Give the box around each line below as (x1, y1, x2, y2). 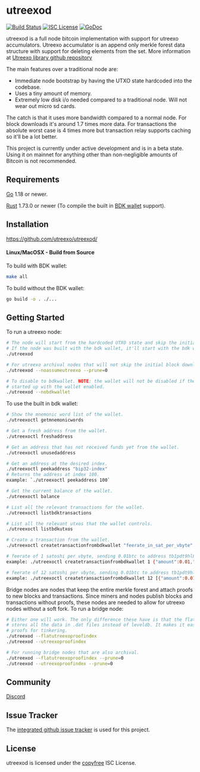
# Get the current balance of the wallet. (6, 488, 113, 494)
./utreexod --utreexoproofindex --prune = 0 (6, 660, 113, 666)
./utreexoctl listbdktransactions (6, 510, 92, 516)
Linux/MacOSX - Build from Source (6, 249, 95, 256)
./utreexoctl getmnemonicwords (6, 417, 84, 423)
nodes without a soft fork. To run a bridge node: (6, 605, 124, 612)
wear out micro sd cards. (14, 102, 76, 109)
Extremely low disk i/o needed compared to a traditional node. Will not (14, 96, 187, 103)
